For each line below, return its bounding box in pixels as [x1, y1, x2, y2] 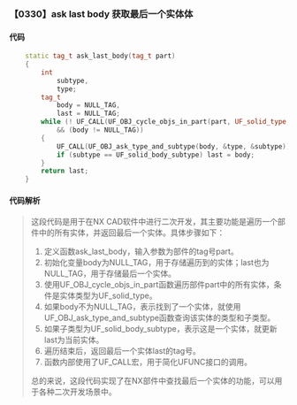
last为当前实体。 [43, 334, 104, 346]
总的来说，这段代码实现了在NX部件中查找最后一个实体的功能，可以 [30, 376, 275, 386]
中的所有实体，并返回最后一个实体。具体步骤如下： [38, 227, 225, 238]
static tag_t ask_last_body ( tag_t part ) [25, 51, 176, 61]
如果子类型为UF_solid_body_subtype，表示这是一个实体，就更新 [43, 324, 278, 334]
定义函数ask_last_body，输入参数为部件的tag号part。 [43, 246, 239, 257]
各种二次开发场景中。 [38, 386, 117, 397]
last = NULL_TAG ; [56, 109, 121, 118]
